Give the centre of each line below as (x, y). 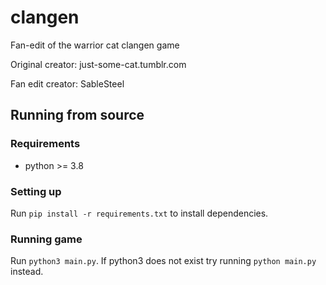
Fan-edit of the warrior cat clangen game (95, 45)
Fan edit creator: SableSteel (67, 83)
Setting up (36, 191)
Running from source (77, 115)
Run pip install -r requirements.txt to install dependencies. (139, 213)
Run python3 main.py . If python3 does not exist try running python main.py (163, 261)
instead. (27, 272)
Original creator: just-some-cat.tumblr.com (98, 64)
